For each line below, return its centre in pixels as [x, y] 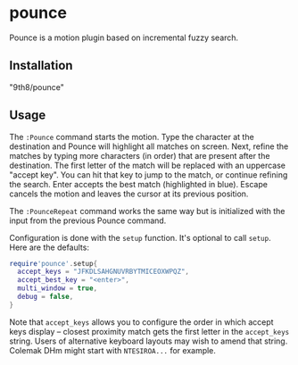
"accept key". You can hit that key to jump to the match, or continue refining [149, 174]
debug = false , [46, 297]
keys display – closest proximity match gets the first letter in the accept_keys [149, 331]
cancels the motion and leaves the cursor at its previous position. [129, 194]
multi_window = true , [58, 288]
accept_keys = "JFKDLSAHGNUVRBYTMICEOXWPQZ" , [103, 272]
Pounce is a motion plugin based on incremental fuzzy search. [124, 37]
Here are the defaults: [49, 247]
